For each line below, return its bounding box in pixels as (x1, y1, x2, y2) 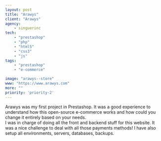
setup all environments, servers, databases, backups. (5, 130, 114, 136)
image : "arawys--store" (5, 76, 54, 81)
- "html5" (14, 44, 35, 49)
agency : (5, 21, 21, 26)
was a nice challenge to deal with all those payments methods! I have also (5, 125, 156, 131)
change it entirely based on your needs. (5, 114, 87, 120)
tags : (5, 58, 16, 63)
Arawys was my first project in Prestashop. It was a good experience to (5, 104, 151, 110)
